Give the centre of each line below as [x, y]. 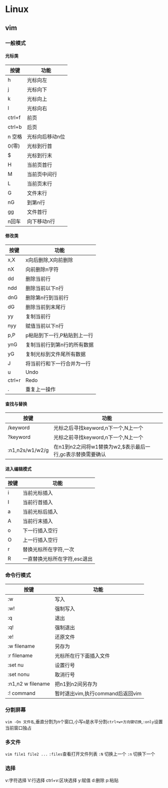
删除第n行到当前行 [47, 297]
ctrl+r [14, 380]
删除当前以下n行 [44, 288]
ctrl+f [14, 118]
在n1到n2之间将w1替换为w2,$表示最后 [99, 447]
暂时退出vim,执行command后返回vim [98, 693]
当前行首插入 [38, 502]
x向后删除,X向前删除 [49, 260]
